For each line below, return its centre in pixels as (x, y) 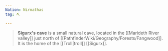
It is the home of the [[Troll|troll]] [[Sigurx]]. (62, 43)
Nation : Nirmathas (24, 10)
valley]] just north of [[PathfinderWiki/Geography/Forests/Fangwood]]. (90, 38)
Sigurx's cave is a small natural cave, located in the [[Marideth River (88, 33)
